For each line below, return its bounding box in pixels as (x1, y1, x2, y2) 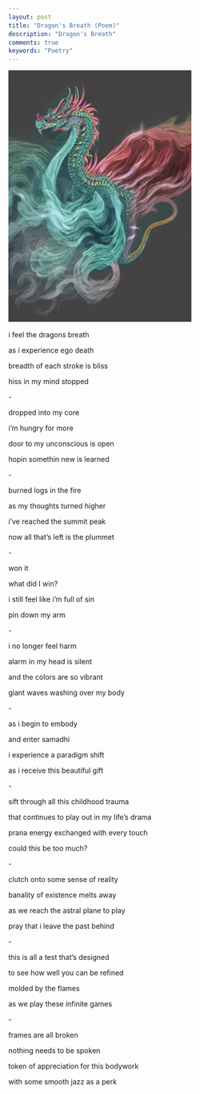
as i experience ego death (8, 345, 94, 355)
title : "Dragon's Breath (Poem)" (8, 21, 120, 30)
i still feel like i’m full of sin (8, 594, 94, 604)
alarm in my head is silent (8, 657, 93, 667)
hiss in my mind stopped (8, 377, 90, 386)
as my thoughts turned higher (8, 501, 106, 511)
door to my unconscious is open (8, 439, 114, 449)
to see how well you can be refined (8, 968, 124, 978)
